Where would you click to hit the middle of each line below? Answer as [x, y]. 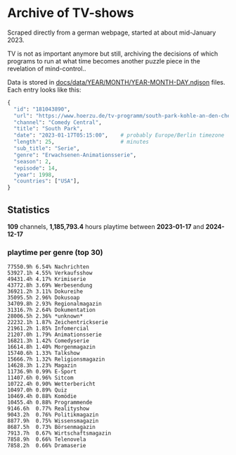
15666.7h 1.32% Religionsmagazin [56, 360]
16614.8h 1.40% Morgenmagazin [52, 347]
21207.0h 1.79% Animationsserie [54, 335]
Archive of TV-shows [71, 13]
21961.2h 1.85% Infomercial [48, 329]
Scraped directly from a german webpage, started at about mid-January [112, 32]
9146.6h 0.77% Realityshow [48, 409]
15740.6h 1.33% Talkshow [44, 354]
